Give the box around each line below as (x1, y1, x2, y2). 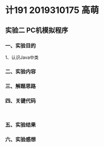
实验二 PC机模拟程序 (5, 26, 69, 34)
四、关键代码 (5, 97, 36, 104)
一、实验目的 (5, 42, 36, 49)
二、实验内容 (5, 68, 36, 75)
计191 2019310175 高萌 (5, 4, 99, 16)
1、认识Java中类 (5, 54, 39, 60)
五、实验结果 (5, 121, 36, 128)
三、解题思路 (5, 83, 36, 90)
